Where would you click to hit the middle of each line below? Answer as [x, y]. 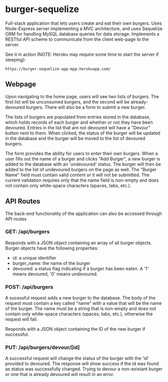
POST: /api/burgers [29, 287]
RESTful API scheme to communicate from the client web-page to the [77, 39]
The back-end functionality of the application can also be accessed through [83, 213]
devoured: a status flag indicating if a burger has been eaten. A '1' [80, 268]
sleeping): [16, 59]
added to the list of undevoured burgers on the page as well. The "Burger [81, 169]
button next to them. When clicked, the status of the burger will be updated [83, 133]
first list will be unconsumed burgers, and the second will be [67, 102]
